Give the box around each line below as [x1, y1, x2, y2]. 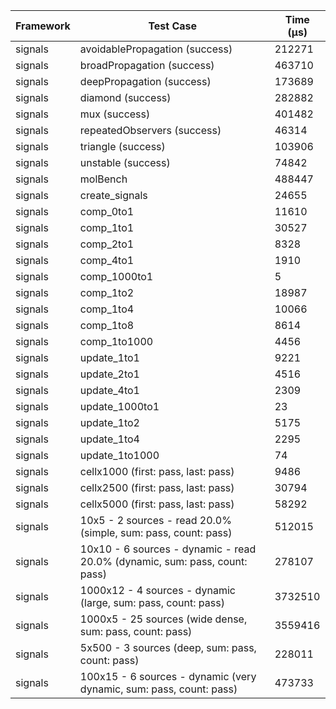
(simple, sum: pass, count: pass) [79, 526, 233, 539]
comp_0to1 [79, 205, 135, 218]
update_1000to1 [79, 400, 160, 413]
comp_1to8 [79, 319, 135, 332]
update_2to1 [79, 367, 140, 381]
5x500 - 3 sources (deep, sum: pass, [79, 641, 257, 654]
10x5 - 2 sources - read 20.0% [79, 514, 232, 527]
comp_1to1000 [79, 335, 154, 348]
